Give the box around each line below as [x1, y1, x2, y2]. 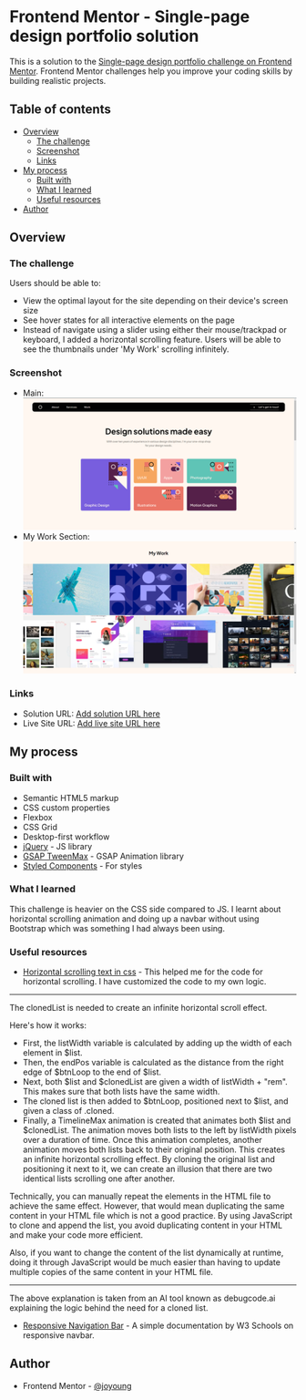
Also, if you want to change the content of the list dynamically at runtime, [9, 1247, 284, 1259]
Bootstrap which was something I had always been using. [9, 922, 226, 933]
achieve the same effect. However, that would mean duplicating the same [9, 1200, 285, 1211]
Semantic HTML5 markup [22, 792, 119, 803]
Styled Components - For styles [22, 860, 143, 871]
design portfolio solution [9, 26, 199, 46]
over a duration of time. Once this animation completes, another [22, 1135, 262, 1146]
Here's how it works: [9, 1020, 87, 1031]
